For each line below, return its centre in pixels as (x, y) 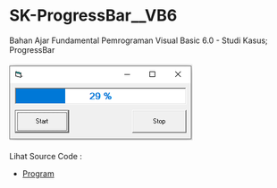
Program (38, 173)
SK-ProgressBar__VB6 (93, 16)
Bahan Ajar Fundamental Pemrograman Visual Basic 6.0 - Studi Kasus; (138, 40)
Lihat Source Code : (46, 156)
